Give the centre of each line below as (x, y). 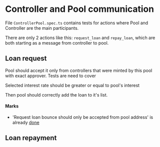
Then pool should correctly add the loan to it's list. (56, 95)
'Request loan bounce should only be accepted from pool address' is (83, 117)
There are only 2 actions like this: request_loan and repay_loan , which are (80, 38)
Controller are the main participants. (42, 28)
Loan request (26, 59)
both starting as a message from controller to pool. (57, 43)
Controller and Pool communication (80, 9)
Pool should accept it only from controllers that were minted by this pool (79, 70)
